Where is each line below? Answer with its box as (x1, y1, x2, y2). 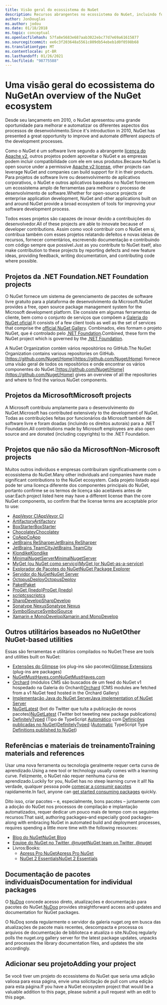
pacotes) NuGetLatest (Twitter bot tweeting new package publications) (12, 711, 157, 717)
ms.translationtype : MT (5, 44, 55, 49)
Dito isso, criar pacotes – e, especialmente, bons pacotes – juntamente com (5, 799, 160, 805)
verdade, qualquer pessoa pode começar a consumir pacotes (5, 784, 132, 790)
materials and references (5, 749, 84, 757)
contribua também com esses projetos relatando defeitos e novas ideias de (5, 232, 160, 238)
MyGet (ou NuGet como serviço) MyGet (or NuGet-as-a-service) (12, 560, 144, 566)
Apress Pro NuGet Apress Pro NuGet (19, 850, 94, 856)
